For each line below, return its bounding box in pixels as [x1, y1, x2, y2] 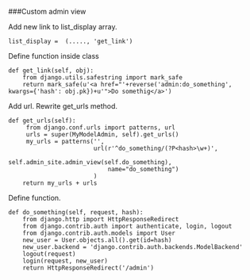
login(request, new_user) [22, 257, 109, 265]
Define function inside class [8, 52, 99, 60]
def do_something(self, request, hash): [8, 209, 144, 217]
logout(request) [22, 250, 77, 258]
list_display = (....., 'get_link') [8, 37, 133, 45]
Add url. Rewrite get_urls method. [8, 102, 117, 110]
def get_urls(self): [8, 117, 77, 125]
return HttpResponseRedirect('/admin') [22, 264, 155, 272]
